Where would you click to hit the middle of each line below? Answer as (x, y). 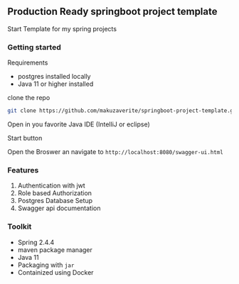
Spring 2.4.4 (36, 242)
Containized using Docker (55, 272)
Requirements (28, 62)
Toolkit (20, 226)
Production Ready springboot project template (112, 12)
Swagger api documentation (59, 208)
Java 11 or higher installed (55, 84)
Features (23, 170)
